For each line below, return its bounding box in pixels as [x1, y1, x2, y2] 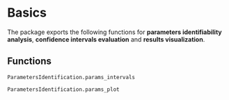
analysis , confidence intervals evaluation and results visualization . [7, 35, 205, 43]
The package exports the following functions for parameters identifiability [7, 28, 222, 36]
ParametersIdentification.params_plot [7, 85, 120, 93]
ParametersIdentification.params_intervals [7, 74, 136, 81]
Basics [7, 5, 47, 21]
